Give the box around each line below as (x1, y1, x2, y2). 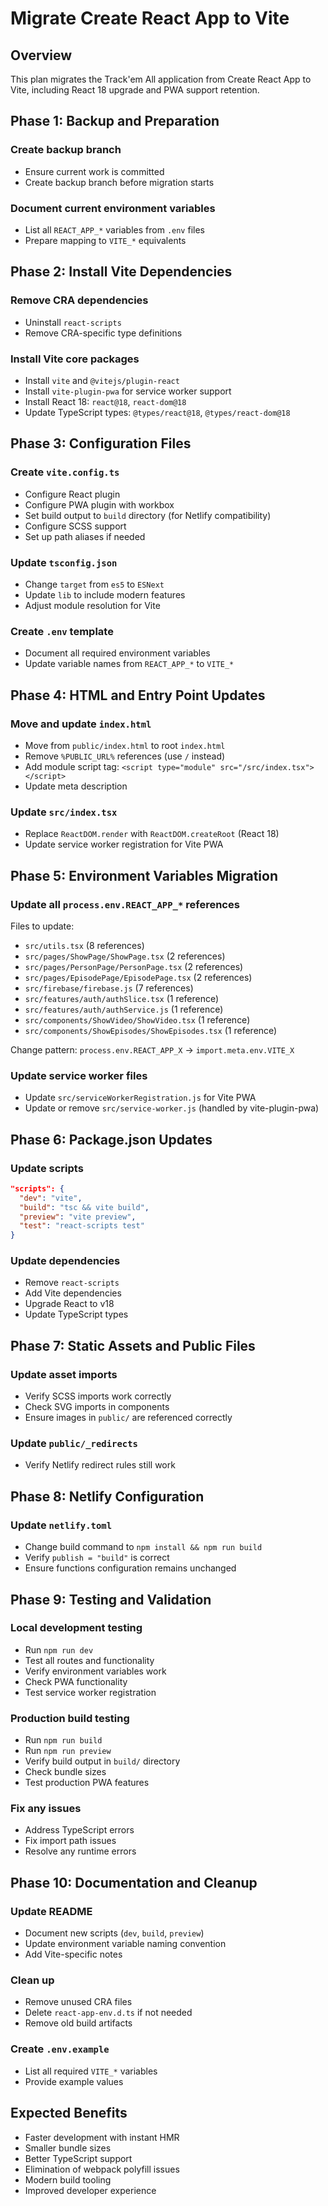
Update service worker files (10, 1068, 148, 1082)
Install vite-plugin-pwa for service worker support (24, 385, 232, 397)
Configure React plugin (24, 488, 121, 500)
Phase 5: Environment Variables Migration (10, 867, 278, 884)
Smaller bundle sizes (24, 2142, 112, 2154)
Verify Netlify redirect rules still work (24, 1459, 176, 1471)
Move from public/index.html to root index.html (24, 739, 226, 751)
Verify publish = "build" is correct (24, 1552, 170, 1564)
